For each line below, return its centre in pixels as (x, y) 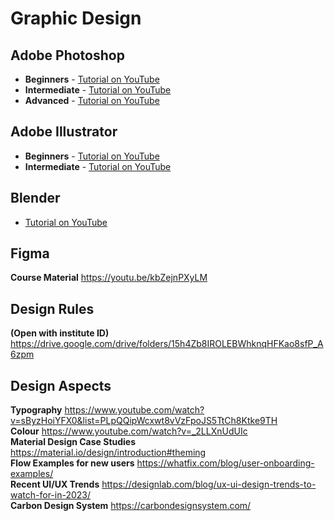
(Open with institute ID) (60, 333)
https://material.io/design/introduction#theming (108, 453)
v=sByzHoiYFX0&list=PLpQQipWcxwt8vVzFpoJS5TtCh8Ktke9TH (144, 421)
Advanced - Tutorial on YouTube (92, 100)
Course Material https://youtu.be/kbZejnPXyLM (109, 278)
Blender (35, 198)
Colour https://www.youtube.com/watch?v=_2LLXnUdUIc (129, 431)
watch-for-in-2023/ (51, 495)
